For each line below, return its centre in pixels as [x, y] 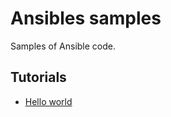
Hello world [48, 101]
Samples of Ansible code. [63, 46]
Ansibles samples [86, 18]
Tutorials [38, 77]
